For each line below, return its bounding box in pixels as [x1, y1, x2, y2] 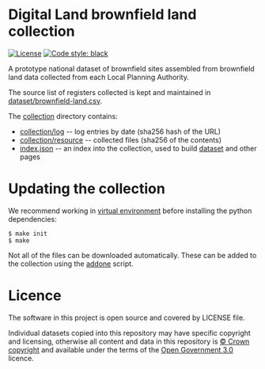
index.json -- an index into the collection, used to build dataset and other [19, 143, 257, 153]
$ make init [8, 230, 47, 238]
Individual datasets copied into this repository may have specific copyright [8, 328, 251, 337]
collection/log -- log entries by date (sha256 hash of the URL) [19, 127, 221, 136]
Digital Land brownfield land [8, 6, 197, 24]
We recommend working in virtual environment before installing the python [8, 206, 252, 215]
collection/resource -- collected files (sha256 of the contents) [19, 135, 221, 144]
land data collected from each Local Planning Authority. [8, 72, 190, 82]
